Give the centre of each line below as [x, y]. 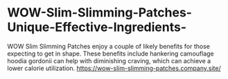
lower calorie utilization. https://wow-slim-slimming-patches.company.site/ [114, 68]
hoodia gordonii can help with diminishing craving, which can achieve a [109, 60]
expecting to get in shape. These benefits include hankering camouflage [111, 54]
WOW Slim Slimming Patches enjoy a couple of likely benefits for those [108, 46]
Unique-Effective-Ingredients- [97, 27]
